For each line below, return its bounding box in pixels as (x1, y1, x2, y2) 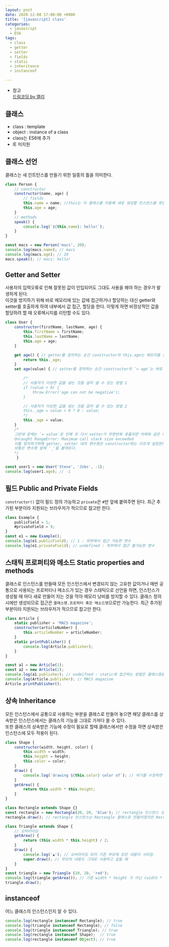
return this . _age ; (23, 357, 62, 362)
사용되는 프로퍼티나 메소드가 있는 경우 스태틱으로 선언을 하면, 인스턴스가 (18, 587, 160, 593)
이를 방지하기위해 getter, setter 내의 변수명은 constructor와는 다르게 (14, 441, 150, 446)
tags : (5, 36, 17, 41)
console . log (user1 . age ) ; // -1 (5, 469, 71, 474)
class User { (5, 320, 33, 325)
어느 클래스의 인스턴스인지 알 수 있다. (5, 908, 78, 914)
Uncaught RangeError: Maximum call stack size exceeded (14, 436, 134, 442)
